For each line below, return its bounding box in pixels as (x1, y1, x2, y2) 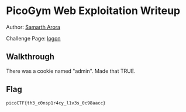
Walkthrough (6, 52, 54, 62)
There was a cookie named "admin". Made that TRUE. (6, 67, 136, 74)
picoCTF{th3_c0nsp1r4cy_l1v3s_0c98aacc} (6, 100, 106, 106)
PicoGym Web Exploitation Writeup (6, 4, 180, 18)
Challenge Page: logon (6, 35, 61, 42)
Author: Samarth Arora (6, 23, 60, 30)
